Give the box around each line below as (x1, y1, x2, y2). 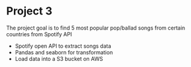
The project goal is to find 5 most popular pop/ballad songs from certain (6, 24, 186, 31)
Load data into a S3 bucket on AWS (14, 55, 104, 62)
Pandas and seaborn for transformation (14, 48, 113, 56)
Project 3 (6, 4, 52, 18)
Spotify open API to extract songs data (14, 42, 111, 49)
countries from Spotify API (6, 30, 72, 37)
